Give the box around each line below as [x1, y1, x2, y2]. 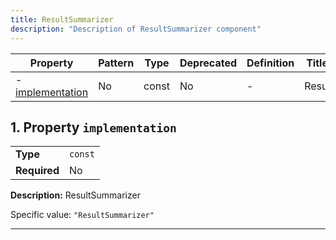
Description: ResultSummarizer [10, 189, 141, 201]
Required [15, 164, 60, 178]
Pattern [98, 56, 135, 70]
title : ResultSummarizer [10, 14, 114, 25]
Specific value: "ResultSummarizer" [10, 209, 155, 221]
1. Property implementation [10, 119, 177, 136]
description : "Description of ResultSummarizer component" [10, 24, 262, 34]
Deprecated [179, 56, 237, 70]
